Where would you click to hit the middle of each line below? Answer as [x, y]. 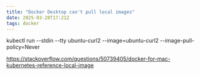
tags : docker [23, 23]
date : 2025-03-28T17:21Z [38, 18]
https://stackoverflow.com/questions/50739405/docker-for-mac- [88, 59]
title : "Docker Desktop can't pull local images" [71, 12]
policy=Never [23, 47]
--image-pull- [177, 41]
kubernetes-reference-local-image [50, 65]
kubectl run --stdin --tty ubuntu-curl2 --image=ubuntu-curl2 [83, 41]
